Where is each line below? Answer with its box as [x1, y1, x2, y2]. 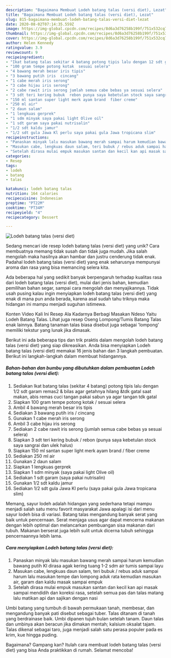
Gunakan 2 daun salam [13, 459, 61, 465]
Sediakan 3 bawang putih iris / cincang [13, 410, 95, 416]
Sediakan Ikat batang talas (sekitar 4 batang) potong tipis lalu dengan [13, 383, 159, 389]
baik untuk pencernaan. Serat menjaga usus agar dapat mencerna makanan [6, 517, 164, 523]
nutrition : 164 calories [6, 191, 58, 196]
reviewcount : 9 [6, 50, 38, 55]
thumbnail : [6, 31, 29, 36]
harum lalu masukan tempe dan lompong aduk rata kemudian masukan [13, 574, 161, 580]
